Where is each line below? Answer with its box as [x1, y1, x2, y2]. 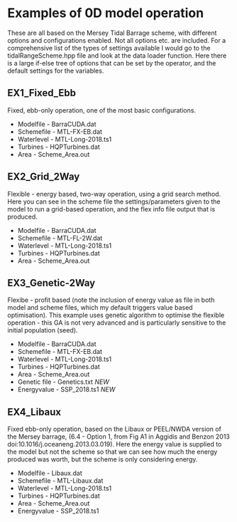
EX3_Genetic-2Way [7, 276, 96, 289]
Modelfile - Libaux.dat [17, 469, 83, 478]
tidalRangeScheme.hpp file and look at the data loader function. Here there [7, 51, 227, 60]
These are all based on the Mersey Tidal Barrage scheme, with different [7, 28, 217, 37]
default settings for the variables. [7, 66, 104, 75]
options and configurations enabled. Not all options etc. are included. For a [7, 36, 226, 44]
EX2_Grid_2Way [7, 171, 80, 183]
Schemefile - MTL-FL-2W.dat [17, 234, 103, 242]
